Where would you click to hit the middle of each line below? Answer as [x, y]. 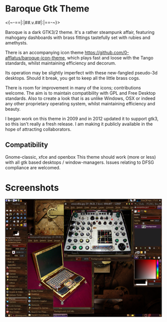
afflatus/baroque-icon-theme [35, 57]
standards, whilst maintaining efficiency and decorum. [61, 63]
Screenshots [32, 187]
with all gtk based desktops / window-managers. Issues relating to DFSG [80, 162]
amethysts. [17, 42]
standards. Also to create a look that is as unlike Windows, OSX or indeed [80, 98]
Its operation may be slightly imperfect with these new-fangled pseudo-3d [82, 72]
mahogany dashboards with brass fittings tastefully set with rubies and [78, 37]
